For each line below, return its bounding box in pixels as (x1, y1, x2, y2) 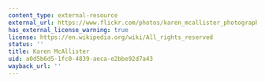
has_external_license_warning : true (8, 26, 129, 34)
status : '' (8, 41, 44, 48)
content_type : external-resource (8, 11, 118, 20)
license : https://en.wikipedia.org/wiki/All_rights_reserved (8, 33, 214, 41)
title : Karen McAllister (8, 48, 90, 55)
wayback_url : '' (8, 62, 62, 70)
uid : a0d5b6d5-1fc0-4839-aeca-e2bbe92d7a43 (8, 55, 154, 63)
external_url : (8, 19, 55, 27)
